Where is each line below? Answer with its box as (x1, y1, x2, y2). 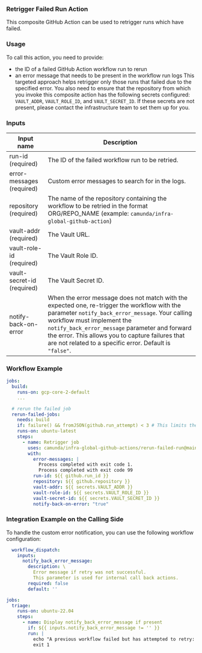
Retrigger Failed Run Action (6, 5, 88, 13)
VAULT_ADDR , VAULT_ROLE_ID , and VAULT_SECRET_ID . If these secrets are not (14, 97, 195, 104)
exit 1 (32, 642, 50, 648)
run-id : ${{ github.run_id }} (32, 473, 109, 479)
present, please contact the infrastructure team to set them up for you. (14, 104, 191, 111)
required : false (28, 580, 69, 586)
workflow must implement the (47, 316, 132, 324)
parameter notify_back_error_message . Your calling (47, 308, 192, 317)
